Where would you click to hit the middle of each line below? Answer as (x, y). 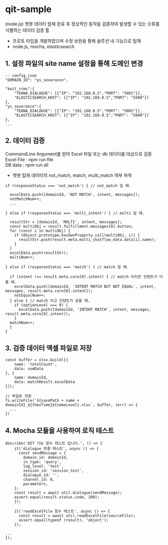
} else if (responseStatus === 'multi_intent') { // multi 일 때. (75, 213)
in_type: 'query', (42, 462)
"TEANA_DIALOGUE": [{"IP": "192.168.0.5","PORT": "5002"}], (78, 111)
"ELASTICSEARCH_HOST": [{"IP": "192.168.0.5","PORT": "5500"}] (82, 97)
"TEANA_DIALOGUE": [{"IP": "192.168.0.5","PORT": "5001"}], (78, 93)
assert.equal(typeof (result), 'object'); (63, 520)
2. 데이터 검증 (25, 141)
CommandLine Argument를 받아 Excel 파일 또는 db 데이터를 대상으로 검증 (78, 154)
